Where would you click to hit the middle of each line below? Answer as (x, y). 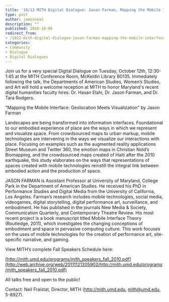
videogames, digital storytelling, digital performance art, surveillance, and (81, 202)
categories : (18, 43)
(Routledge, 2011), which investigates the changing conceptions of (74, 224)
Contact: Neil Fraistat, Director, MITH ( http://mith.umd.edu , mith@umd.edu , (83, 289)
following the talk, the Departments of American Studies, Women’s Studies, (83, 82)
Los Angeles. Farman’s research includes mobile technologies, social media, (84, 197)
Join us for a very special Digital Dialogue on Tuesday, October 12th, (76, 71)
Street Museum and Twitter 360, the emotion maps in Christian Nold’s (77, 150)
